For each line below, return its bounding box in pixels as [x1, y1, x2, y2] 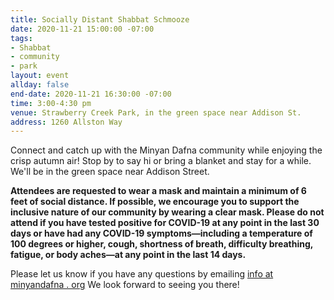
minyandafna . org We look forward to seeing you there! [10, 279, 240, 291]
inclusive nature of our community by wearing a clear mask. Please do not [10, 206, 325, 218]
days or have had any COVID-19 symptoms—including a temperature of [10, 227, 313, 240]
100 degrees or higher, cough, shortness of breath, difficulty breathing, [10, 238, 313, 250]
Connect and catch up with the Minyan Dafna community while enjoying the [10, 144, 323, 156]
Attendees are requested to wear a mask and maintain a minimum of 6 [10, 185, 307, 197]
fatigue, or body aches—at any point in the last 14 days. [10, 249, 247, 261]
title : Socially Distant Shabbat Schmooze [10, 14, 190, 25]
